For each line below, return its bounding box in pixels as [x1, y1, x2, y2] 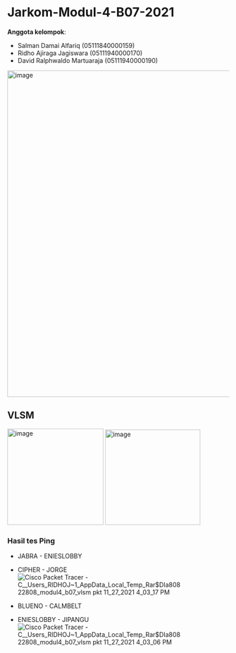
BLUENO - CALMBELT [17, 601, 82, 611]
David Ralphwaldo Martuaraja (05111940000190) [17, 56, 159, 64]
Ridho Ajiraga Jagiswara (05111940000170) [17, 49, 143, 57]
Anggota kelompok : [7, 28, 66, 36]
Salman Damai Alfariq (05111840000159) [17, 41, 135, 49]
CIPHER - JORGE [17, 565, 68, 574]
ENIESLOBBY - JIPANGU [17, 616, 89, 624]
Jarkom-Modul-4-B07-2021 [7, 4, 175, 20]
